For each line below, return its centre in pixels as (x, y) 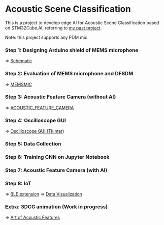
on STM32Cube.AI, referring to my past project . (53, 28)
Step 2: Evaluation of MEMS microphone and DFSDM (69, 74)
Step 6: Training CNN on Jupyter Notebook (57, 157)
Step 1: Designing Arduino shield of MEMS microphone (72, 50)
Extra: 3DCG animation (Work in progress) (57, 207)
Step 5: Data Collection (33, 144)
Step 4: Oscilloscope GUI (36, 120)
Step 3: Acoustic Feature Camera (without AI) (61, 97)
